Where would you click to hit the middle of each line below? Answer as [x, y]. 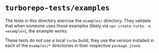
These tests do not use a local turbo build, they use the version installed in [79, 40]
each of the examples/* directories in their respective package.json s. [73, 45]
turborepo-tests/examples [57, 8]
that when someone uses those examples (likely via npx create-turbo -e [78, 26]
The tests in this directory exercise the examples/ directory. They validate [78, 20]
